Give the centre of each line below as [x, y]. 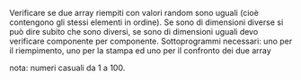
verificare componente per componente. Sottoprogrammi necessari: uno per [151, 41]
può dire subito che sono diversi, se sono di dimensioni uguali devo [134, 32]
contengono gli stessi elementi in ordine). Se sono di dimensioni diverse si [146, 22]
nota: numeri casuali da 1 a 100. [67, 68]
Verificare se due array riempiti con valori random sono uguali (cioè [134, 13]
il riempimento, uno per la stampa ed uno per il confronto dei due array [140, 51]
